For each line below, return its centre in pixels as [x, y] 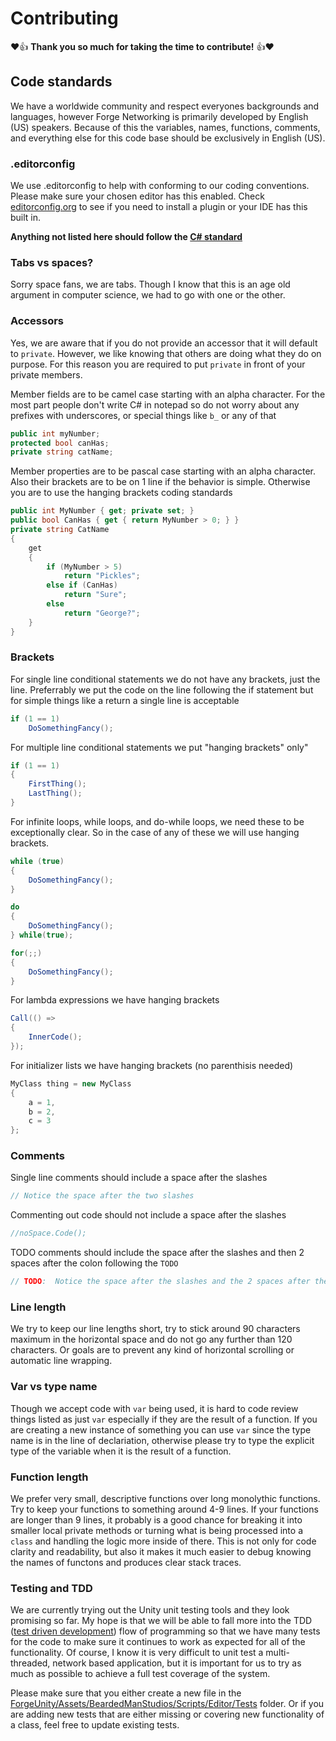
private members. [46, 374]
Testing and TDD [51, 1588]
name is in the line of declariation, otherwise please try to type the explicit [162, 1440]
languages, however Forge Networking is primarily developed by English [159, 116]
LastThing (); [55, 793]
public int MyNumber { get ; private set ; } [102, 511]
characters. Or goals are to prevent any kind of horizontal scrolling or [152, 1350]
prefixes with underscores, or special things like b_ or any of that [143, 415]
